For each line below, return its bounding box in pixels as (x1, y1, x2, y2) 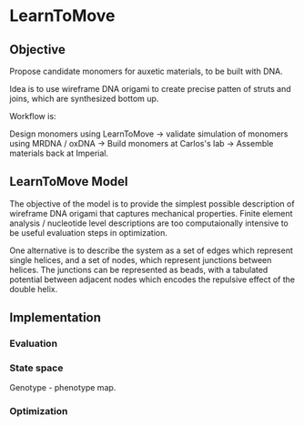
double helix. (9, 283, 58, 294)
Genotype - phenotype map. (9, 382, 117, 393)
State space (9, 361, 64, 374)
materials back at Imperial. (9, 147, 109, 158)
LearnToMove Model (9, 174, 128, 189)
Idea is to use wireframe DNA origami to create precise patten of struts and (9, 84, 291, 94)
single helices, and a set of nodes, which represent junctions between (9, 254, 272, 265)
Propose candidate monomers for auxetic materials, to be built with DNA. (9, 66, 284, 76)
